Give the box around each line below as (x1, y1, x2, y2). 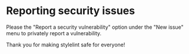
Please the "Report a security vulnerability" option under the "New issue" (6, 23, 184, 31)
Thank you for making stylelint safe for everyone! (6, 41, 125, 48)
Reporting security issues (6, 4, 135, 18)
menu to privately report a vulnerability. (6, 29, 102, 36)
